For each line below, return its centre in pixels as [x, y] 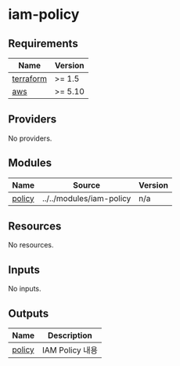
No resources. [31, 245]
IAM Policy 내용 [70, 350]
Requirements [43, 44]
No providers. [30, 138]
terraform [30, 79]
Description [70, 335]
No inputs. [25, 289]
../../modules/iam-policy [86, 198]
